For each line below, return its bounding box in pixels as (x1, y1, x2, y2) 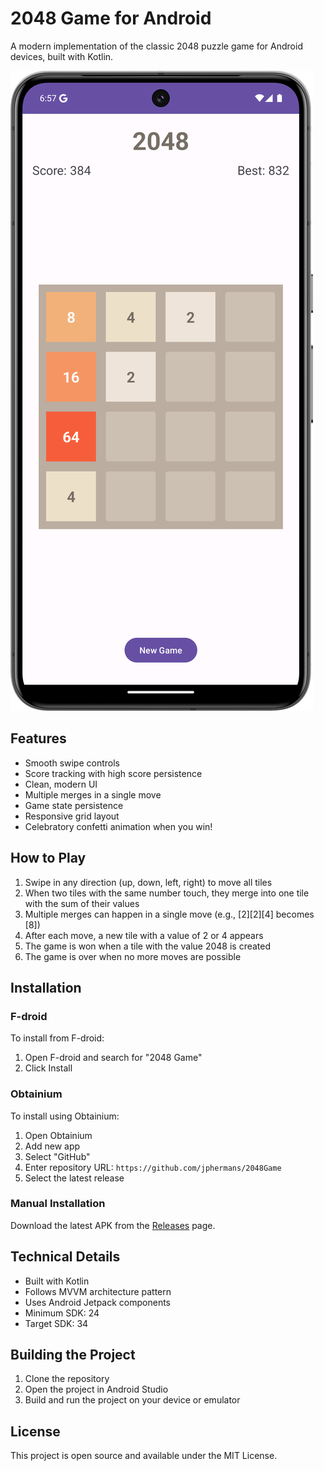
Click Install (24, 1062, 73, 1074)
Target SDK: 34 (24, 1317, 89, 1329)
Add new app (24, 1140, 81, 1152)
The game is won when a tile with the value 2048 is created (24, 940, 272, 952)
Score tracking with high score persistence (24, 767, 203, 779)
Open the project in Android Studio (24, 1383, 169, 1396)
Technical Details (10, 1248, 121, 1266)
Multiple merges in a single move (24, 788, 162, 801)
